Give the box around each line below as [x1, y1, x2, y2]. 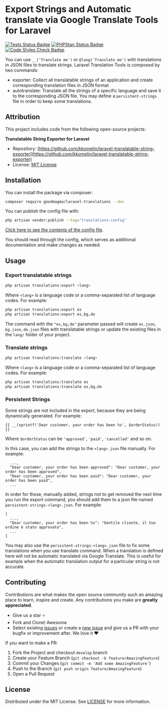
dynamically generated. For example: [5, 412, 82, 418]
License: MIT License [12, 162, 57, 168]
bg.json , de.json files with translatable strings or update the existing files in [5, 326, 161, 332]
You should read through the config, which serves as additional [5, 237, 136, 243]
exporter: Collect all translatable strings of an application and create [12, 77, 153, 83]
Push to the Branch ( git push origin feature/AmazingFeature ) [12, 665, 142, 671]
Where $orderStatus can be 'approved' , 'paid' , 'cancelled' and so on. [5, 436, 152, 442]
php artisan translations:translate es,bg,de [5, 384, 102, 389]
